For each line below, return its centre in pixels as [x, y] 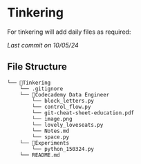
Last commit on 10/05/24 [43, 45]
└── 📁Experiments [45, 143]
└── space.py [51, 137]
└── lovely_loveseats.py [68, 125]
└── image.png [52, 119]
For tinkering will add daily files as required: [69, 32]
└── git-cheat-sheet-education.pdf [83, 113]
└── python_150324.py [63, 149]
